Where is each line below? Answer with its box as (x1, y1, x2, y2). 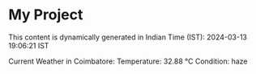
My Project (8, 6, 83, 24)
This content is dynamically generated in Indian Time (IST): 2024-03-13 (8, 32, 247, 42)
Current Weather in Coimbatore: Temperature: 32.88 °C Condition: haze (8, 56, 249, 66)
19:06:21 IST (8, 40, 49, 50)
